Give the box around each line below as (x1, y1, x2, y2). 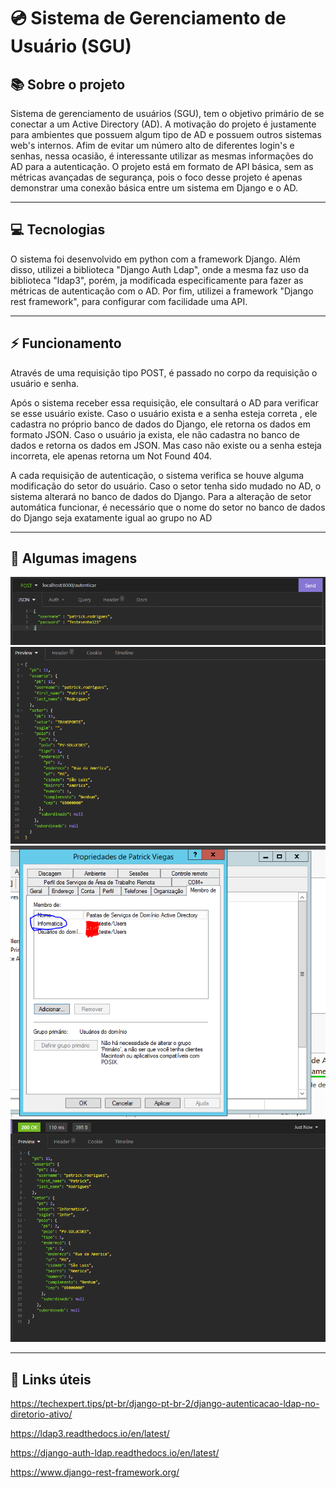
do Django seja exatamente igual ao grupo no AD (10, 511, 213, 524)
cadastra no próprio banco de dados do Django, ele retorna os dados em (10, 418, 311, 430)
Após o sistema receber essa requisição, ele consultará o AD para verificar (10, 396, 319, 409)
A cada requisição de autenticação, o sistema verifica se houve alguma (10, 469, 305, 481)
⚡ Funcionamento (10, 335, 122, 352)
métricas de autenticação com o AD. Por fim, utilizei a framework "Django (10, 285, 314, 297)
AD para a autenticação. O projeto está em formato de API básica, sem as (10, 161, 314, 172)
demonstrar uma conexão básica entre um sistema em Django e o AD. (10, 182, 298, 194)
